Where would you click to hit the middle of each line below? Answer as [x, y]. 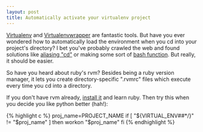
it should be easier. [30, 61]
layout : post [23, 12]
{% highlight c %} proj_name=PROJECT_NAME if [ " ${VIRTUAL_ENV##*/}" [100, 116]
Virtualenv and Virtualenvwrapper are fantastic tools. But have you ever [96, 35]
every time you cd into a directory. [49, 85]
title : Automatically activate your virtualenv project [78, 18]
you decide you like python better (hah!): [57, 103]
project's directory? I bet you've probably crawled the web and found [93, 48]
